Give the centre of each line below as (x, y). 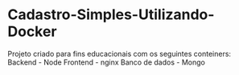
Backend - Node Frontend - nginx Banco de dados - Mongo (107, 62)
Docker (32, 32)
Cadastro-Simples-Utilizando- (111, 15)
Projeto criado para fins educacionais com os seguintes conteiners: (119, 53)
